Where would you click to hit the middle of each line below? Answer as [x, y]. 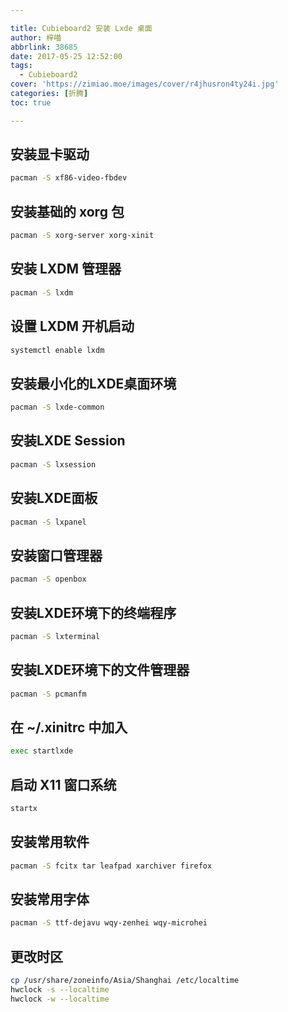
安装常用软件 [50, 842]
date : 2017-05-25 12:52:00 [66, 56]
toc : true [31, 102]
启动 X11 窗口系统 [63, 784]
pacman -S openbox [48, 579]
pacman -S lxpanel [48, 522]
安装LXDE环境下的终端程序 [93, 612]
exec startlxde [42, 751]
